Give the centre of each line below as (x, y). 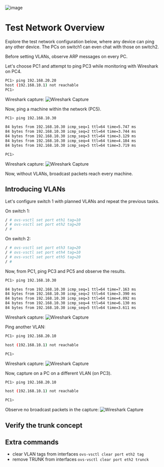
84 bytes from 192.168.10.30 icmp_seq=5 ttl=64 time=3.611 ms (71, 308)
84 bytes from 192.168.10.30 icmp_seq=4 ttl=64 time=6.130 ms (71, 303)
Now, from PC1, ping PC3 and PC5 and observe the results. (65, 271)
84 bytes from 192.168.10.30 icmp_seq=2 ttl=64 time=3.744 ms (71, 132)
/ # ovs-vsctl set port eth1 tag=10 (43, 220)
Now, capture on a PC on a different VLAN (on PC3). (58, 373)
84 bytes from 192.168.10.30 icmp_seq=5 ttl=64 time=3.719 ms (71, 145)
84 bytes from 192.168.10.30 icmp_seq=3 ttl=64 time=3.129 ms (71, 136)
